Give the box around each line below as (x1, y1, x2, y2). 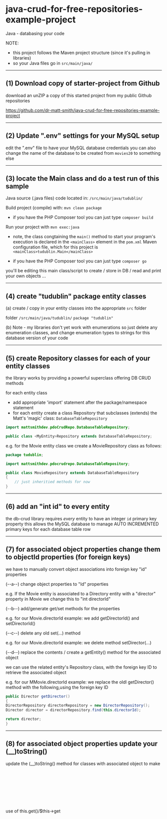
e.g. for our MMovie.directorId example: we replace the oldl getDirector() (5, 679, 154, 685)
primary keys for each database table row (5, 526, 91, 532)
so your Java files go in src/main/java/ (12, 60, 93, 66)
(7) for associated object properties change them (5, 545, 161, 554)
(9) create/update (5, 808, 61, 817)
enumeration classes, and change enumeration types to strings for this (5, 330, 150, 336)
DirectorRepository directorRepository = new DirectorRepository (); (5, 703, 150, 708)
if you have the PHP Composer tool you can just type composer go (12, 258, 147, 264)
